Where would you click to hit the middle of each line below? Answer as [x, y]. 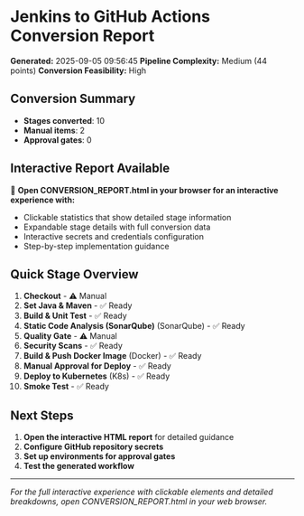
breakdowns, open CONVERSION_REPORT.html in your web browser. [139, 502]
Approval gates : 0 [58, 140]
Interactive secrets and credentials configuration [114, 236]
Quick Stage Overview [74, 274]
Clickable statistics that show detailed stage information [127, 217]
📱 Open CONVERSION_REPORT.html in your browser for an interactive [144, 190]
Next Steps [42, 415]
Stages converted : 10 [64, 120]
